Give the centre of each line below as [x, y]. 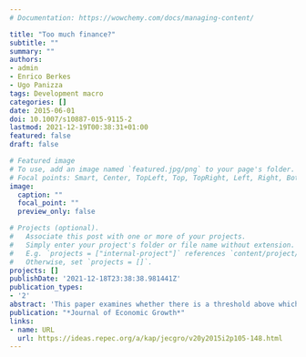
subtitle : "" [34, 43]
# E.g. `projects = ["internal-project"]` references [117, 253]
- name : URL [32, 330]
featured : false [40, 136]
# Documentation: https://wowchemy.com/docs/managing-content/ [132, 18]
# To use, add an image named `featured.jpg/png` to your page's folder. [153, 169]
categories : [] [38, 102]
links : [22, 321]
